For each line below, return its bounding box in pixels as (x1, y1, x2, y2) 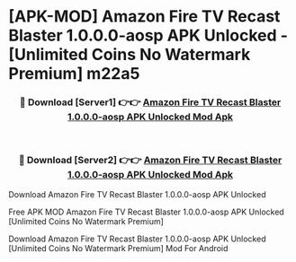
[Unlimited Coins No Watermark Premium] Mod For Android (8, 242, 229, 253)
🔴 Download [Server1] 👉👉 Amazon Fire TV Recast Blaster (19, 96, 282, 109)
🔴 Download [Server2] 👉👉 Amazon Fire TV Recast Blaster (18, 154, 283, 167)
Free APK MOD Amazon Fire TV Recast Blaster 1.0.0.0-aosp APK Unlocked (8, 206, 284, 217)
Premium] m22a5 (8, 64, 140, 84)
